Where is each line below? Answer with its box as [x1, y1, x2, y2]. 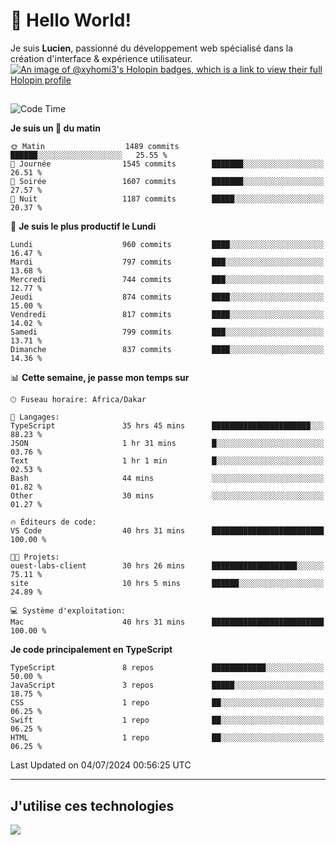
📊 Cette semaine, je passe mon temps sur [10, 372, 190, 384]
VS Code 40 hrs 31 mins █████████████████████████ [10, 526, 325, 536]
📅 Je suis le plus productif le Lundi [10, 220, 157, 233]
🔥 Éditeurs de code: [10, 517, 97, 528]
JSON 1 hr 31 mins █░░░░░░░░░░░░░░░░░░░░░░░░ [10, 439, 325, 449]
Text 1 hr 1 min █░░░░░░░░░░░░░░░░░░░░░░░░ [10, 456, 325, 466]
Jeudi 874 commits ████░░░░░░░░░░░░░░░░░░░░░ [10, 292, 325, 303]
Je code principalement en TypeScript [10, 644, 173, 656]
